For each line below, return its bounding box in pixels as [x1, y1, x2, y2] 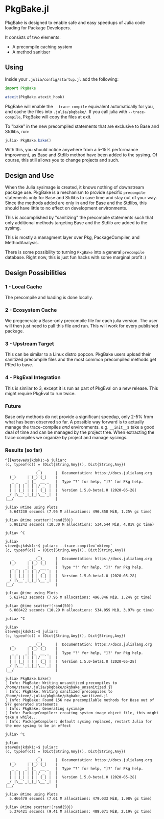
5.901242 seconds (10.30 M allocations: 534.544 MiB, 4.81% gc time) [9, 522, 154, 527]
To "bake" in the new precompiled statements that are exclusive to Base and [5, 123, 159, 129]
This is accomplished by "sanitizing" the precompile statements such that [5, 214, 153, 221]
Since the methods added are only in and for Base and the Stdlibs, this [5, 200, 147, 206]
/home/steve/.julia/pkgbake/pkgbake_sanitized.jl [5, 694, 109, 699]
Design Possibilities [5, 268, 67, 277]
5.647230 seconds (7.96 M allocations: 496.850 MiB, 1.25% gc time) [9, 509, 152, 515]
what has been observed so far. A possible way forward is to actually [5, 419, 144, 425]
